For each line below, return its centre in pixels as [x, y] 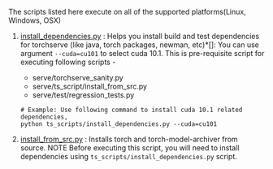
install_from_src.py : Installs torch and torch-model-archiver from [129, 139]
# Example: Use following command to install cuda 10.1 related [131, 110]
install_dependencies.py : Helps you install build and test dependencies [140, 36]
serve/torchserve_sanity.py [78, 78]
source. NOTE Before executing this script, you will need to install [130, 148]
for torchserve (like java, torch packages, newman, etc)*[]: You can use [140, 45]
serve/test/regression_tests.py [83, 95]
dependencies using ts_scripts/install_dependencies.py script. [128, 156]
